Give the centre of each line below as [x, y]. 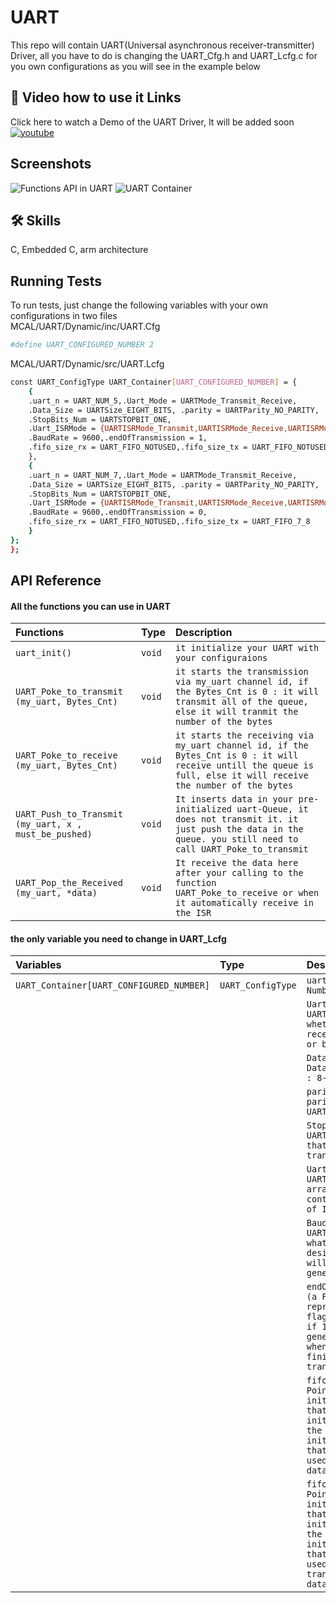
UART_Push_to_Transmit [69, 814]
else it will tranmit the [236, 712]
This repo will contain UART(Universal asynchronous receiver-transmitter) [162, 45]
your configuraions [221, 658]
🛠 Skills [36, 220]
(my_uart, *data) [56, 893]
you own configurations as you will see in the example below [135, 66]
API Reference [56, 581]
